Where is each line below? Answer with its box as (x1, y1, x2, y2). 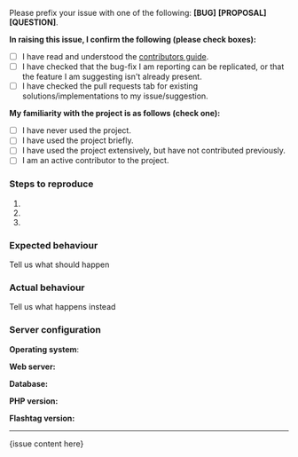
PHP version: (9, 395, 59, 406)
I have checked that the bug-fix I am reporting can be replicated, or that (21, 61, 285, 72)
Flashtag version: (9, 413, 75, 423)
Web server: (9, 361, 56, 372)
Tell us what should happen (9, 259, 110, 270)
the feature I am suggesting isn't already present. (21, 71, 202, 83)
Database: (9, 378, 49, 389)
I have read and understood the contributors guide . (21, 51, 209, 61)
